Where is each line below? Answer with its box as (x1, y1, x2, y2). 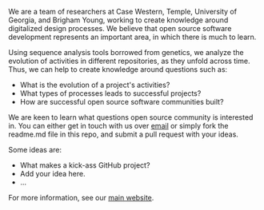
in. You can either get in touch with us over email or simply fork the (8, 121, 229, 130)
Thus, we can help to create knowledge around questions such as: (8, 65, 228, 74)
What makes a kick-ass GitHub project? (19, 160, 150, 170)
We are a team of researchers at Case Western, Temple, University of (8, 7, 238, 16)
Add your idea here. (19, 169, 86, 178)
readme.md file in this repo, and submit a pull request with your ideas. (8, 129, 238, 139)
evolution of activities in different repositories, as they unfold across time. (8, 56, 250, 65)
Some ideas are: (8, 145, 62, 154)
